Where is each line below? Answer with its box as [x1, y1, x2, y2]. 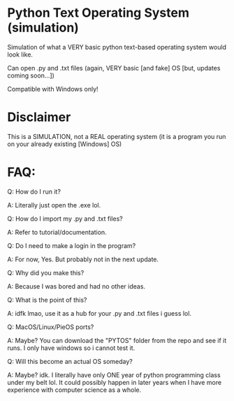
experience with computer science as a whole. [7, 386, 142, 394]
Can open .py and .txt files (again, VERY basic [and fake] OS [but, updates [7, 64, 221, 72]
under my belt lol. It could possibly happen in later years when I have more [7, 378, 222, 386]
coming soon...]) [7, 71, 54, 80]
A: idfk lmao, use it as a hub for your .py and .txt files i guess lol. [7, 309, 192, 317]
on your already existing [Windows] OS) [7, 140, 122, 148]
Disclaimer [7, 110, 71, 125]
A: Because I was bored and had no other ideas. [7, 282, 145, 291]
